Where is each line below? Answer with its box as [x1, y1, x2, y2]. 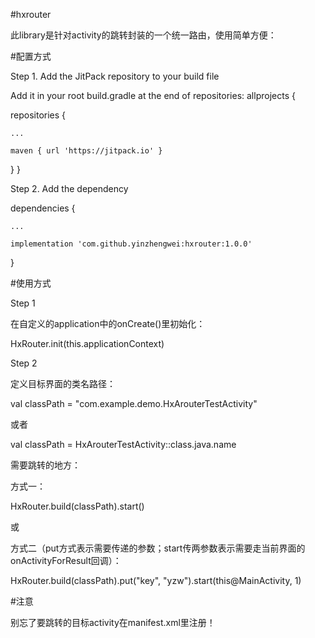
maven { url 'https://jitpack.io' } [10, 146, 163, 156]
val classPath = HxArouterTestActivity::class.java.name [10, 439, 237, 450]
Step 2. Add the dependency [10, 183, 129, 194]
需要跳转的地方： [10, 459, 81, 471]
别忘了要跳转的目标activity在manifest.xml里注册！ [10, 617, 216, 628]
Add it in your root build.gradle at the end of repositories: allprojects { [10, 90, 296, 101]
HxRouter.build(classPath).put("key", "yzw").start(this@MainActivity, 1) [10, 575, 302, 586]
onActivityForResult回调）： [10, 555, 122, 566]
